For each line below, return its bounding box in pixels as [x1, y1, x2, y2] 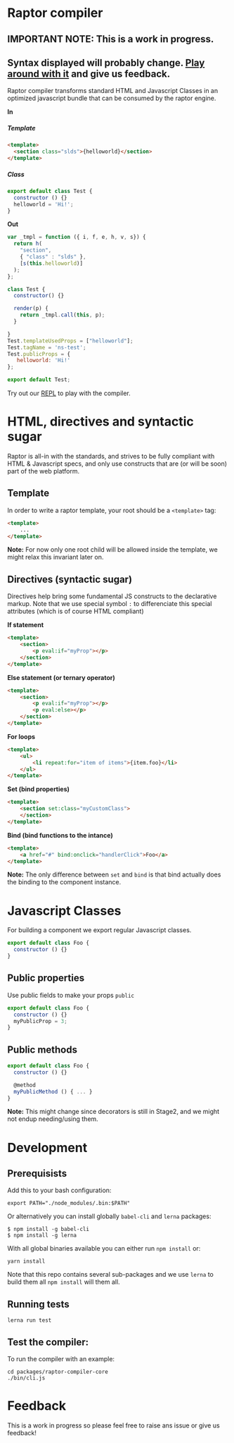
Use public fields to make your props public [7, 991, 135, 999]
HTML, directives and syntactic [7, 414, 195, 430]
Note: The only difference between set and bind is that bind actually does [7, 870, 221, 879]
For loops [7, 732, 36, 741]
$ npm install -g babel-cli [7, 1226, 90, 1233]
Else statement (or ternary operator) [7, 673, 115, 681]
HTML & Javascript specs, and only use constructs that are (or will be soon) [7, 459, 227, 468]
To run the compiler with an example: [7, 1355, 115, 1363]
